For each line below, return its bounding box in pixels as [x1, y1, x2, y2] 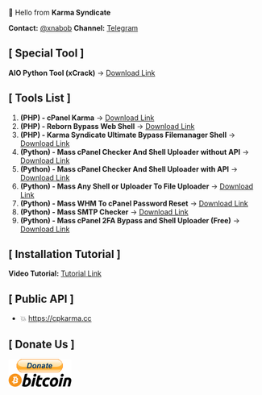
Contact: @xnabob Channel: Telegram [8, 23, 139, 32]
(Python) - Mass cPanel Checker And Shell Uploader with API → [19, 164, 238, 173]
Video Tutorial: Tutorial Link [8, 268, 102, 278]
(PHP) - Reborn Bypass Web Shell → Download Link [19, 121, 195, 131]
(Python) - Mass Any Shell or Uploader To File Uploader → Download [19, 181, 254, 191]
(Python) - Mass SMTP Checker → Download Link [19, 206, 189, 217]
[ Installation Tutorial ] [8, 247, 121, 261]
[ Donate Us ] [8, 337, 75, 351]
